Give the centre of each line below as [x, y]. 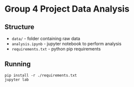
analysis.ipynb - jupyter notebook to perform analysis [67, 44]
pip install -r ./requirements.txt [41, 75]
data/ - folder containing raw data [46, 38]
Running [18, 64]
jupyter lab [17, 79]
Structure [20, 27]
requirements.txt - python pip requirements [56, 49]
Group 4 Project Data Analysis [67, 9]
